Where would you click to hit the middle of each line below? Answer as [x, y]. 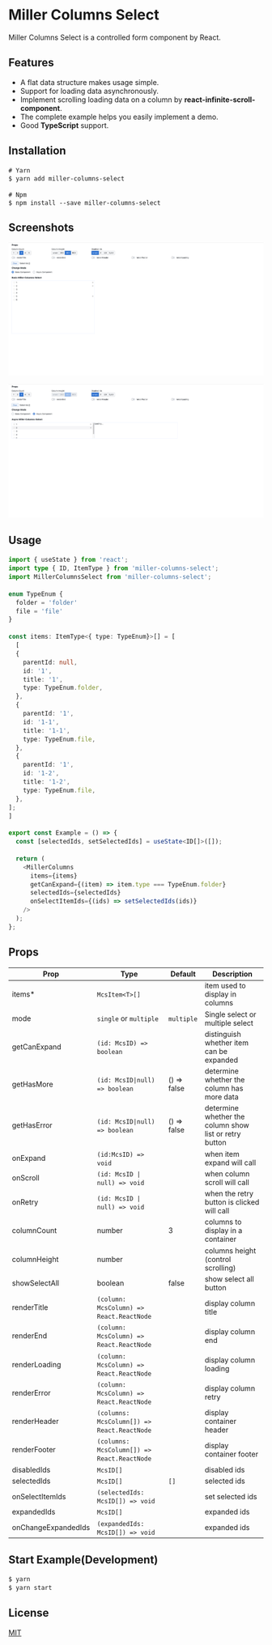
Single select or [230, 1014]
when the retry [229, 1194]
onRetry [25, 1202]
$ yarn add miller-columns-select [67, 179]
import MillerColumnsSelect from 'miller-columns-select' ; [110, 577]
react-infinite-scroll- [220, 100]
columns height [230, 1250]
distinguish [223, 1034]
